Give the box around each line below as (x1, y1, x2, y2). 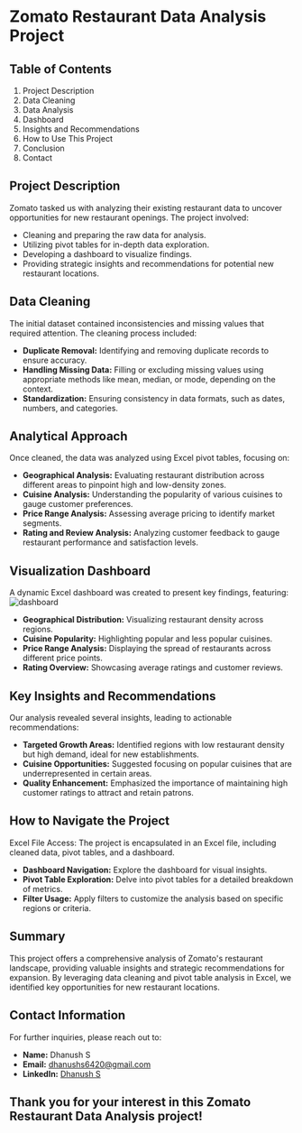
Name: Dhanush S (22, 1049, 91, 1060)
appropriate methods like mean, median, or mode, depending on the (22, 373, 277, 384)
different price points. (22, 652, 104, 664)
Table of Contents (9, 61, 113, 77)
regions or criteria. (22, 902, 92, 913)
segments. (22, 518, 62, 529)
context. (22, 383, 54, 394)
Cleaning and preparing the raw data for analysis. (22, 229, 206, 240)
